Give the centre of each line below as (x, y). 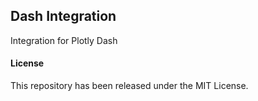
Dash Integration (63, 16)
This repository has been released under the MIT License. (129, 86)
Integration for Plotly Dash (64, 40)
